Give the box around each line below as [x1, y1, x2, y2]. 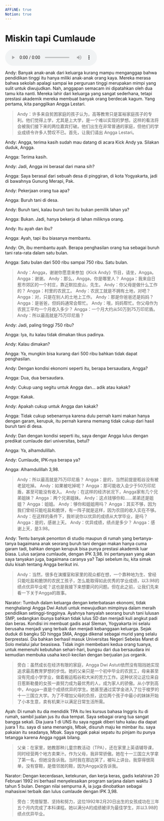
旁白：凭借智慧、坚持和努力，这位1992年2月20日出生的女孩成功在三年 [17, 798, 160, 804]
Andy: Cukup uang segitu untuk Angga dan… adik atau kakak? [5, 384, 131, 390]
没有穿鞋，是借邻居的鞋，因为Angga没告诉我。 [25, 763, 121, 769]
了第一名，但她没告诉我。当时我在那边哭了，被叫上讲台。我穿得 [17, 757, 146, 763]
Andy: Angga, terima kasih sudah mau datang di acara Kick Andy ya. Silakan [5, 139, 159, 145]
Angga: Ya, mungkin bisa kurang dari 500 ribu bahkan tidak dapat [5, 351, 138, 357]
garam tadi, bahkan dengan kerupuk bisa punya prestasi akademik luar [5, 546, 148, 552]
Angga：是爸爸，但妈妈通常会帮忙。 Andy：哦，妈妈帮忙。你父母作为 [17, 300, 158, 306]
